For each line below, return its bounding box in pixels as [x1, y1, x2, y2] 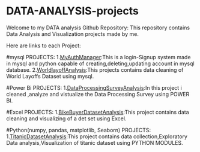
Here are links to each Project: [6, 42, 81, 49]
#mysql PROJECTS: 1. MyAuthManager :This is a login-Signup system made [6, 53, 191, 60]
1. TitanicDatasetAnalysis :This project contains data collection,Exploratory [6, 133, 188, 140]
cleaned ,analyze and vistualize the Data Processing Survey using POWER [6, 90, 190, 98]
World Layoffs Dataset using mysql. [6, 72, 94, 80]
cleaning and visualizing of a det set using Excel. [6, 115, 127, 122]
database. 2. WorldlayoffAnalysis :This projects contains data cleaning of [6, 66, 184, 73]
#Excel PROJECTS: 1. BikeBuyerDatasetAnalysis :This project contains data [6, 108, 189, 115]
